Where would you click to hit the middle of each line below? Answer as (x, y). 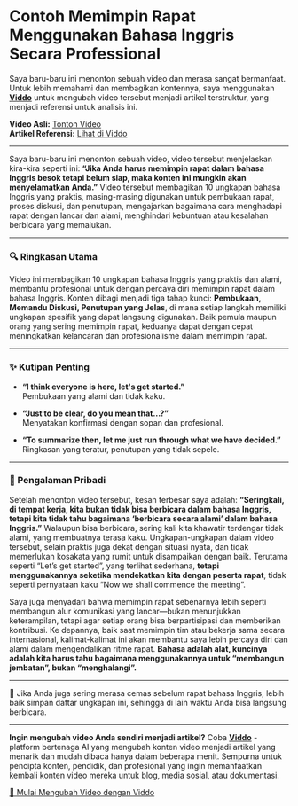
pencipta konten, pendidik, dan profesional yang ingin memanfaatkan (136, 765)
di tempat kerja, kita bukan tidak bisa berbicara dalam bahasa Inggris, (141, 509)
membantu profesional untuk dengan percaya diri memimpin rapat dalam (142, 289)
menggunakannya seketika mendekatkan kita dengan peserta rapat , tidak (148, 575)
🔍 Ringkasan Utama (54, 256)
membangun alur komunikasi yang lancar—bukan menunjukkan (125, 611)
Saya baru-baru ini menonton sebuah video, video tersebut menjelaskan (141, 159)
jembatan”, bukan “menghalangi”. (73, 668)
